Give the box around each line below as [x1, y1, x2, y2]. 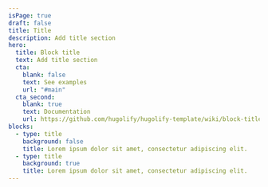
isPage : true [8, 11, 52, 20]
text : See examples [22, 78, 88, 86]
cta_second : [15, 93, 56, 101]
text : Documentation [22, 108, 91, 116]
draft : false [8, 19, 52, 27]
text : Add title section [15, 56, 98, 64]
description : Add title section [8, 33, 116, 42]
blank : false [22, 71, 66, 79]
